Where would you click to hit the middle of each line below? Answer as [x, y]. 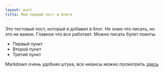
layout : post [19, 10]
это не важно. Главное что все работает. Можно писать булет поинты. [81, 34]
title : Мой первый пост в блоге [39, 14]
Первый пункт [27, 43]
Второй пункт [27, 49]
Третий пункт [27, 54]
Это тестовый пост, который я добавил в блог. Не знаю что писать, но [80, 28]
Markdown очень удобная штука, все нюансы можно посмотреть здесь [82, 64]
